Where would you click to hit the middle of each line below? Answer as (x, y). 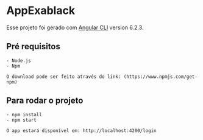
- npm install (24, 114)
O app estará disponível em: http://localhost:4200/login (81, 131)
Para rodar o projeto (45, 101)
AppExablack (41, 11)
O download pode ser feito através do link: (64, 77)
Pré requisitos (34, 47)
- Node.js (19, 61)
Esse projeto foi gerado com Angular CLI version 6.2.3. (75, 27)
